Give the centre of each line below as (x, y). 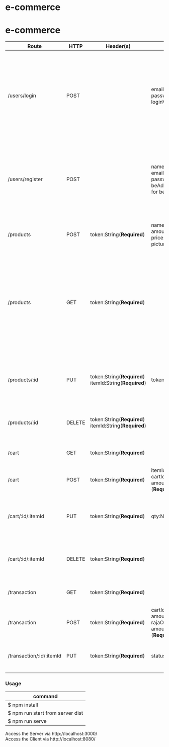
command (45, 697)
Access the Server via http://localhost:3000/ (51, 734)
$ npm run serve (27, 721)
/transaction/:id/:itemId (35, 656)
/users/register (25, 179)
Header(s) (118, 46)
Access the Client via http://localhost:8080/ (50, 739)
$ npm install (23, 705)
